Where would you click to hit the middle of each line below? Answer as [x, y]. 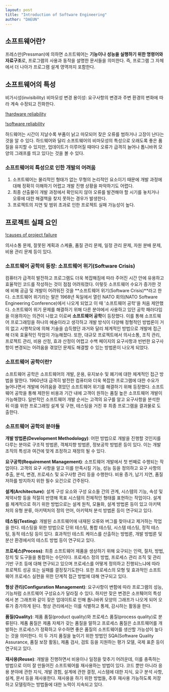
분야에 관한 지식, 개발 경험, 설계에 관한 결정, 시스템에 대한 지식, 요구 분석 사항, [87, 672]
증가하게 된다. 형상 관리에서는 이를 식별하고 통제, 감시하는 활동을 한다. [83, 606]
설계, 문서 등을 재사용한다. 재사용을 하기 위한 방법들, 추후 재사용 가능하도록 [78, 678]
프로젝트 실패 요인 [31, 222]
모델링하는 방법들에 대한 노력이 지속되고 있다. [59, 684]
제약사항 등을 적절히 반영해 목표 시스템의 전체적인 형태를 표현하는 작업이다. [79, 498]
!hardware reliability [26, 114]
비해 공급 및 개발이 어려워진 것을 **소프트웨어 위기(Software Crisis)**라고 [83, 291]
